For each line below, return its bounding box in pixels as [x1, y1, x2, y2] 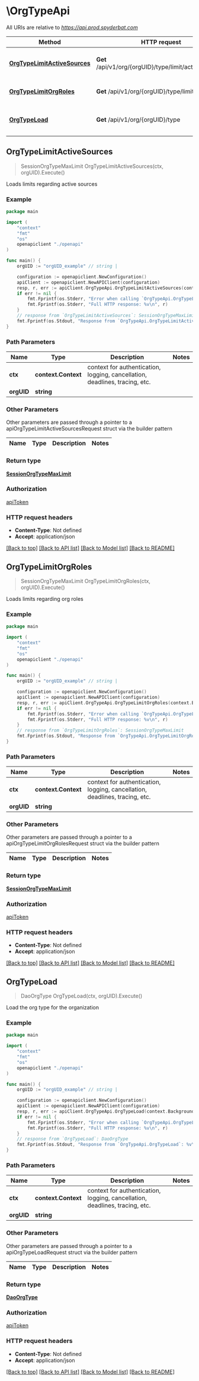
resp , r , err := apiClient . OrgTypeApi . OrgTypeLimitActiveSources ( [17, 285, 184, 291]
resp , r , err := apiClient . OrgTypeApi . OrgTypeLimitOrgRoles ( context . [17, 699, 192, 706]
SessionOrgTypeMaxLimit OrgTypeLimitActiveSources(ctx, [20, 162, 164, 170]
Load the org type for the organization [6, 1004, 99, 1011]
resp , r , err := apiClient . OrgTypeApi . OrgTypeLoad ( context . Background [17, 1108, 195, 1114]
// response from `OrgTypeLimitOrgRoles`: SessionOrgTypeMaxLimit [17, 727, 184, 734]
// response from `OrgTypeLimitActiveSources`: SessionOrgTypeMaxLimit [17, 313, 197, 319]
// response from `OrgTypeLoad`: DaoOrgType [17, 1136, 129, 1142]
